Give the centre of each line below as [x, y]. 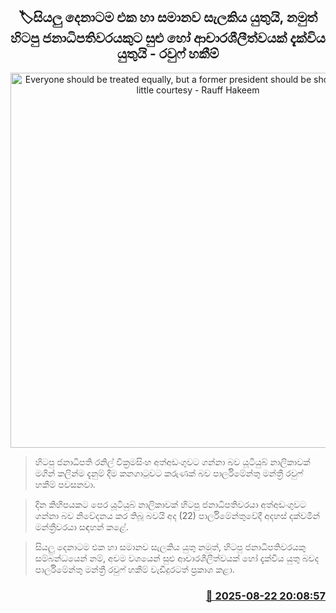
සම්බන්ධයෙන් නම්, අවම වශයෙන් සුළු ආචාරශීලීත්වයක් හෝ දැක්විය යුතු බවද [177, 558]
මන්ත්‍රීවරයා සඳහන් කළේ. [81, 526]
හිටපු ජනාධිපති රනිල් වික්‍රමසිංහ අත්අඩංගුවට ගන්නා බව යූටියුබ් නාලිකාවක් [172, 461]
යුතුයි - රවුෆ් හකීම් [168, 54]
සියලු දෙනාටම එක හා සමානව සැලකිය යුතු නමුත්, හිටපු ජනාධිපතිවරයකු [170, 546]
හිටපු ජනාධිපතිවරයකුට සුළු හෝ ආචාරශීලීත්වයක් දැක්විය [168, 38]
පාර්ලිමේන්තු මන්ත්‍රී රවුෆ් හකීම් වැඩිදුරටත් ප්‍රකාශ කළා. [134, 569]
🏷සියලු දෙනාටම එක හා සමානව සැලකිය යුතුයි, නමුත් [168, 17]
